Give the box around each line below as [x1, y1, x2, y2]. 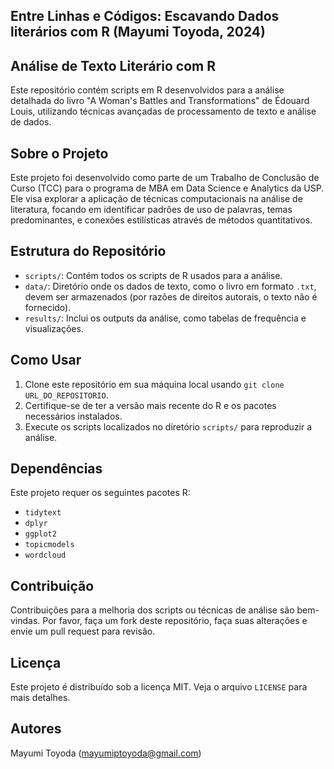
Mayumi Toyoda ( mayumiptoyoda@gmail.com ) [10, 747, 202, 759]
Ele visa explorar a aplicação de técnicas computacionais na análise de [10, 193, 303, 205]
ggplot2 [24, 529, 57, 539]
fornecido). [24, 301, 72, 313]
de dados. [10, 116, 52, 128]
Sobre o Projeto [10, 145, 109, 162]
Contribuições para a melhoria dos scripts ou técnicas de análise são [10, 604, 295, 616]
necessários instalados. [24, 410, 123, 422]
